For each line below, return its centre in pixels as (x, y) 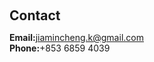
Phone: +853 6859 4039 (60, 48)
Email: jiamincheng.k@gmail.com (76, 37)
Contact (35, 15)
